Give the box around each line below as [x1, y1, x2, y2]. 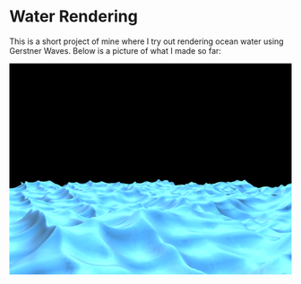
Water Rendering [9, 6, 139, 27]
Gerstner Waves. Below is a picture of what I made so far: [9, 45, 222, 56]
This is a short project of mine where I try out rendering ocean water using [9, 36, 284, 47]
